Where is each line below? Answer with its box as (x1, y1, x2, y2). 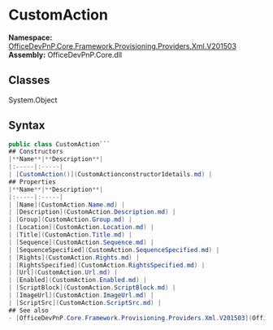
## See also (8, 306, 49, 315)
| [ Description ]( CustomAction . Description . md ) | (8, 208, 176, 216)
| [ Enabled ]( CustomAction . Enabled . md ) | (8, 276, 148, 284)
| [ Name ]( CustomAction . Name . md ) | (8, 201, 126, 209)
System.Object (8, 95, 58, 105)
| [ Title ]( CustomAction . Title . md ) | (8, 231, 132, 239)
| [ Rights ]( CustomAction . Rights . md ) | (8, 254, 140, 262)
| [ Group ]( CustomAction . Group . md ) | (8, 215, 132, 224)
